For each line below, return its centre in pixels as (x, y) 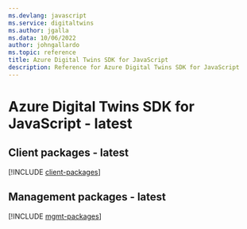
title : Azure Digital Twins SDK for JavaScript (89, 60)
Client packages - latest (69, 153)
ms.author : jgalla (39, 30)
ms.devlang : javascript (48, 16)
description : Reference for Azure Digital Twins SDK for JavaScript (124, 68)
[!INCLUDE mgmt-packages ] (55, 216)
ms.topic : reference (42, 52)
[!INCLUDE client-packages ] (54, 172)
